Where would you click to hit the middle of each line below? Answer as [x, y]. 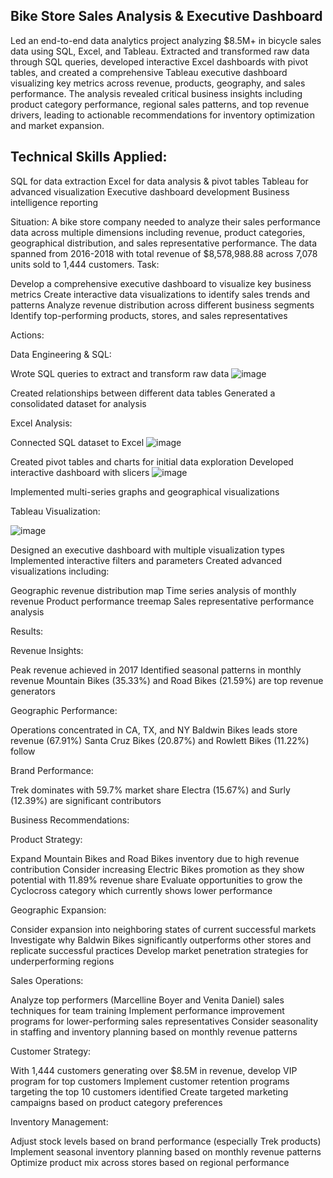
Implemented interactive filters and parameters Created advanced [146, 560]
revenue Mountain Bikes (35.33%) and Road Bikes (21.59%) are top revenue [167, 680]
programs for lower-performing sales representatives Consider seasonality [164, 1021]
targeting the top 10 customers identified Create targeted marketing [149, 1091]
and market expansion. [57, 125]
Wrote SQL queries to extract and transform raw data [120, 373]
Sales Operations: [47, 980]
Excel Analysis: [41, 423]
